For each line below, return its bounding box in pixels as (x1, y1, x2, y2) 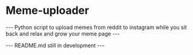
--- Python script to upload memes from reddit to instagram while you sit (5, 24, 187, 31)
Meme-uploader (5, 4, 90, 18)
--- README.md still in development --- (5, 42, 105, 49)
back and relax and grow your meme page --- (5, 30, 120, 37)
